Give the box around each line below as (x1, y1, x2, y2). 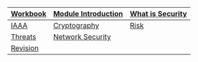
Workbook (11, 9, 47, 18)
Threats (11, 32, 37, 41)
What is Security (129, 9, 187, 18)
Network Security (53, 32, 112, 41)
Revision (11, 43, 39, 53)
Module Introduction (53, 9, 124, 18)
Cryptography (53, 21, 100, 30)
